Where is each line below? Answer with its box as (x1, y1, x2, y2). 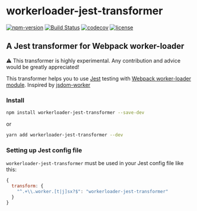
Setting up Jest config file (6, 146, 82, 154)
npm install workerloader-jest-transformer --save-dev (6, 110, 145, 116)
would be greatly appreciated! (6, 63, 80, 70)
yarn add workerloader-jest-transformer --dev (6, 132, 123, 138)
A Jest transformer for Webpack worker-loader (6, 41, 185, 51)
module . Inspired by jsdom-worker (6, 81, 91, 88)
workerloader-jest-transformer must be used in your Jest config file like (6, 160, 184, 167)
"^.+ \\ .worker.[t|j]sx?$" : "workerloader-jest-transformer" (17, 188, 169, 194)
